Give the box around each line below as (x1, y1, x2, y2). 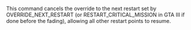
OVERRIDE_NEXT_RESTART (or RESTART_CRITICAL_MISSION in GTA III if (6, 11, 185, 18)
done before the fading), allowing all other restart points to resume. (6, 18, 171, 24)
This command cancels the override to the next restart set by (6, 5, 157, 12)
